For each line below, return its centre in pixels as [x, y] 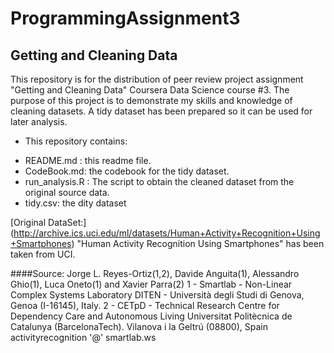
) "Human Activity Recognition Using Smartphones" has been [198, 243]
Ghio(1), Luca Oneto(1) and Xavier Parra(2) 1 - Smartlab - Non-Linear [151, 284]
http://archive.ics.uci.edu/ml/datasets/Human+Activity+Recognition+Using [167, 233]
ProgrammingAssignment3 [125, 18]
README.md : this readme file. [88, 160]
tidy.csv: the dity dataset [75, 203]
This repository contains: [76, 141]
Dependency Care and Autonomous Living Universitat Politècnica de [151, 316]
